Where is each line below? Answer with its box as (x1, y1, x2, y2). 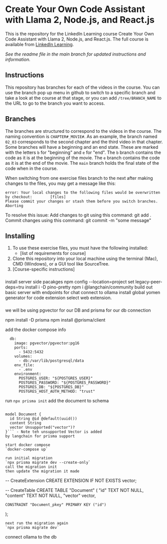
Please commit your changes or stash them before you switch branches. (5, 199, 158, 204)
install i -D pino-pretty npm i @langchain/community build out (25, 284, 153, 290)
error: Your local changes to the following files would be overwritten (5, 190, 160, 195)
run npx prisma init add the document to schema (5, 398, 109, 404)
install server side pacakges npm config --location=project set (5, 279, 134, 285)
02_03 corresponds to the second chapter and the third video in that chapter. (5, 139, 163, 145)
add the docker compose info (5, 327, 66, 333)
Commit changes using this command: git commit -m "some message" (5, 217, 151, 223)
